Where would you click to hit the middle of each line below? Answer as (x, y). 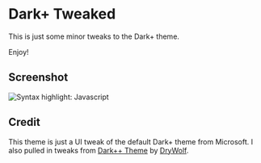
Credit (24, 122)
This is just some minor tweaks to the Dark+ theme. (94, 36)
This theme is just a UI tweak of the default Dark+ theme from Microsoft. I (130, 141)
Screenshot (38, 77)
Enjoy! (19, 52)
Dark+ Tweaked (62, 14)
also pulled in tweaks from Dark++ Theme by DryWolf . (99, 150)
